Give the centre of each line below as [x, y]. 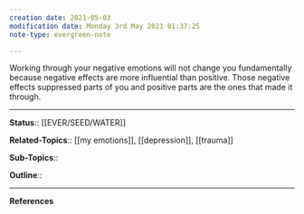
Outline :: [26, 175]
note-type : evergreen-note [60, 34]
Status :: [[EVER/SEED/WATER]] [68, 123]
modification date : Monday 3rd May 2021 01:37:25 [105, 26]
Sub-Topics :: [34, 158]
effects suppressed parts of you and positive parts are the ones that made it [151, 88]
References [32, 201]
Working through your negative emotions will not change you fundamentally [151, 68]
